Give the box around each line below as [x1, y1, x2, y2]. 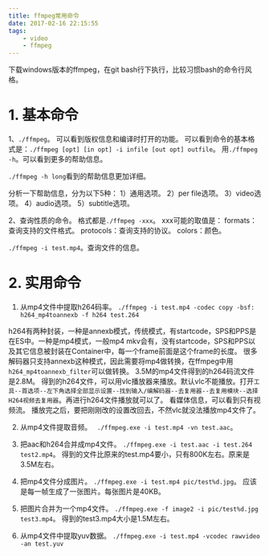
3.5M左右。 [19, 459, 59, 469]
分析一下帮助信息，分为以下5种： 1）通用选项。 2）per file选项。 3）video [8, 188, 255, 198]
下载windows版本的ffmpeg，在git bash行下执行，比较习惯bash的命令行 [8, 65, 246, 75]
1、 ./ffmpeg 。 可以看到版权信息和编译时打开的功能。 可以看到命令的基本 [8, 134, 248, 144]
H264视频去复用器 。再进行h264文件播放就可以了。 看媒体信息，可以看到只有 [8, 395, 255, 405]
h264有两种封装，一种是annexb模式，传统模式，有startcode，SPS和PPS [8, 327, 250, 336]
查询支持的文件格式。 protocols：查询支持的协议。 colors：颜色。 [8, 226, 226, 236]
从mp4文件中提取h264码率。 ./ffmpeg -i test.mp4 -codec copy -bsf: [19, 303, 255, 311]
